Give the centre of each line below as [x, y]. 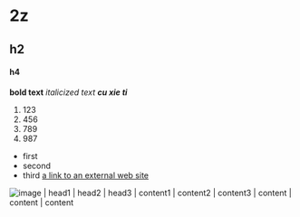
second [37, 165]
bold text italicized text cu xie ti [68, 92]
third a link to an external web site [86, 175]
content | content [42, 202]
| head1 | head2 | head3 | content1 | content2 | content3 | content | [168, 193]
